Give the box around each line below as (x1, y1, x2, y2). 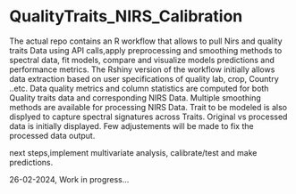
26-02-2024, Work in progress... (9, 174, 130, 184)
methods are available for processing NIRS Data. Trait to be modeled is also (9, 101, 288, 112)
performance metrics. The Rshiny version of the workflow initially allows (9, 64, 275, 75)
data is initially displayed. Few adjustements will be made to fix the (9, 120, 254, 131)
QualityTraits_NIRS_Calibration (9, 6, 243, 27)
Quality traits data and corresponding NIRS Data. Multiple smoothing (9, 92, 261, 103)
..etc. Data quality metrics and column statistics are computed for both (9, 83, 269, 93)
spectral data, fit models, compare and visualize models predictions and (9, 54, 275, 65)
